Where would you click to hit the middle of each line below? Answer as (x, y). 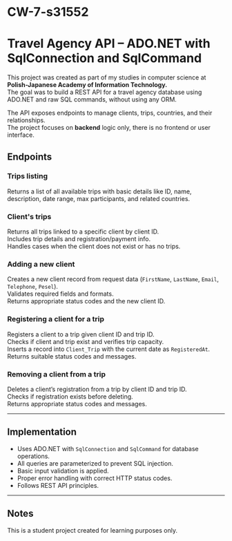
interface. (21, 135)
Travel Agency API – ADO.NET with (109, 44)
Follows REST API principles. (58, 485)
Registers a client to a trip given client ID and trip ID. (81, 334)
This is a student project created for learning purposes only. (93, 530)
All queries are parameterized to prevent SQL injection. (95, 463)
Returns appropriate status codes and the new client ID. (86, 301)
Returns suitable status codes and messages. (72, 356)
